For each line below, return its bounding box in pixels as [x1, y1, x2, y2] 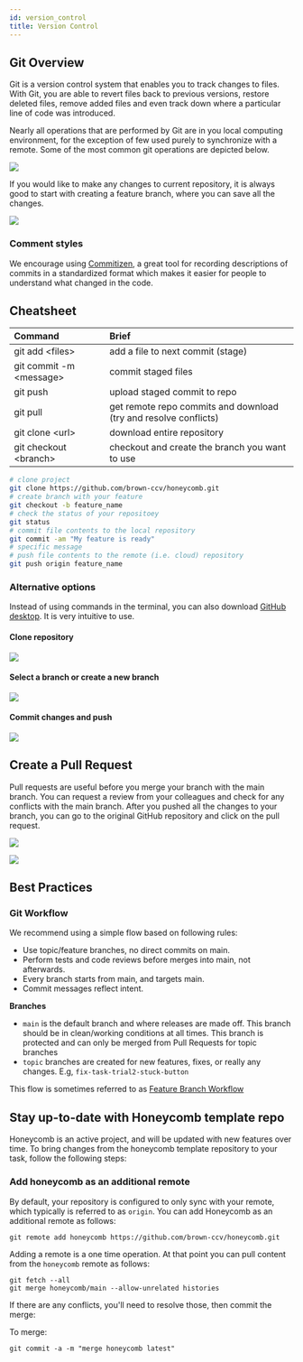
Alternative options [9, 580, 96, 593]
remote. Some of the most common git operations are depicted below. [9, 144, 270, 155]
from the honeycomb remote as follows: [9, 1258, 151, 1269]
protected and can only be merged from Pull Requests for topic [22, 1037, 257, 1048]
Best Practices [9, 880, 93, 895]
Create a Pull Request [9, 757, 133, 773]
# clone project [9, 476, 70, 485]
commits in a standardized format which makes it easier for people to [9, 267, 267, 278]
